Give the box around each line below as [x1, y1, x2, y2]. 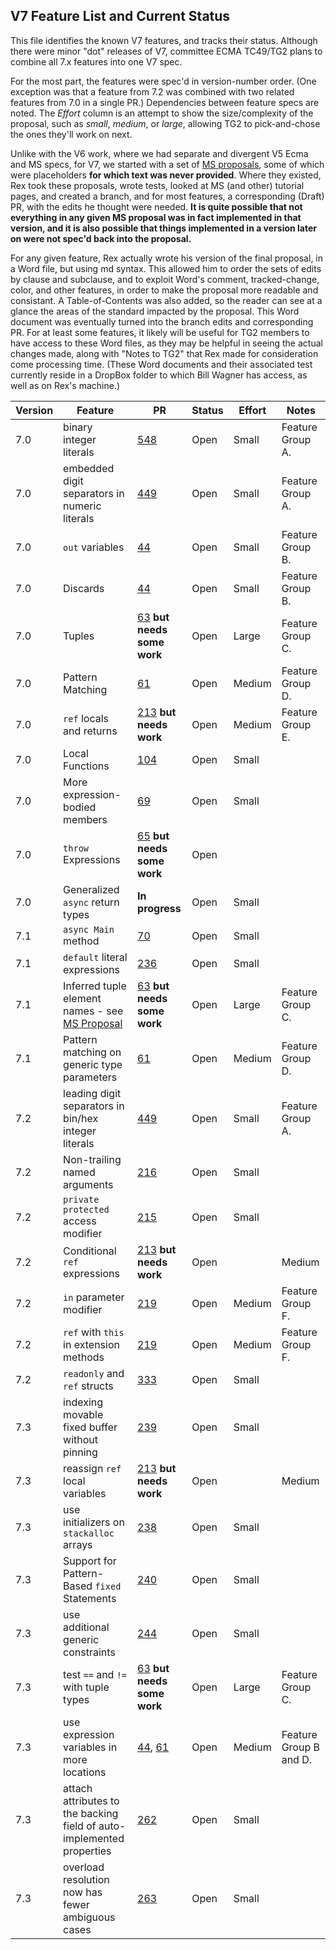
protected [63, 1204, 110, 1215]
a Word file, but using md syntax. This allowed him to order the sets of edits [10, 262, 322, 274]
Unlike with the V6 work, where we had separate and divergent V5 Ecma [10, 147, 309, 159]
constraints [63, 1645, 116, 1659]
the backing [63, 1806, 119, 1820]
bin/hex [63, 1111, 99, 1125]
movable [63, 1407, 104, 1421]
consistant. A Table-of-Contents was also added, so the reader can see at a [10, 294, 323, 306]
